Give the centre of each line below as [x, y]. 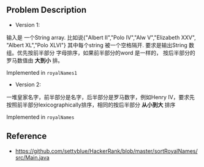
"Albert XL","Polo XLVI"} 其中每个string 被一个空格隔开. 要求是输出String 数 [100, 45]
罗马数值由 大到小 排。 [35, 60]
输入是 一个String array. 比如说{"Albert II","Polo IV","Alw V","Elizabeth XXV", [101, 37]
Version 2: [28, 84]
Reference [27, 136]
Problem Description [47, 10]
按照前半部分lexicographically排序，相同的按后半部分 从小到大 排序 [91, 105]
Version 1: [28, 24]
